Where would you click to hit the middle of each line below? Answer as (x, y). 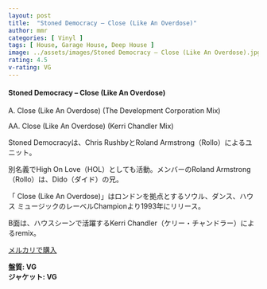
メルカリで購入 (33, 250)
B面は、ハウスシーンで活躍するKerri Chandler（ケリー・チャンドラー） (124, 223)
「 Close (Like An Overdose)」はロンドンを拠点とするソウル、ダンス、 (124, 196)
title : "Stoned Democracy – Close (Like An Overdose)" (103, 23)
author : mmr (28, 30)
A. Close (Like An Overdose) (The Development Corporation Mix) (114, 110)
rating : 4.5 (28, 61)
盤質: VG (23, 267)
